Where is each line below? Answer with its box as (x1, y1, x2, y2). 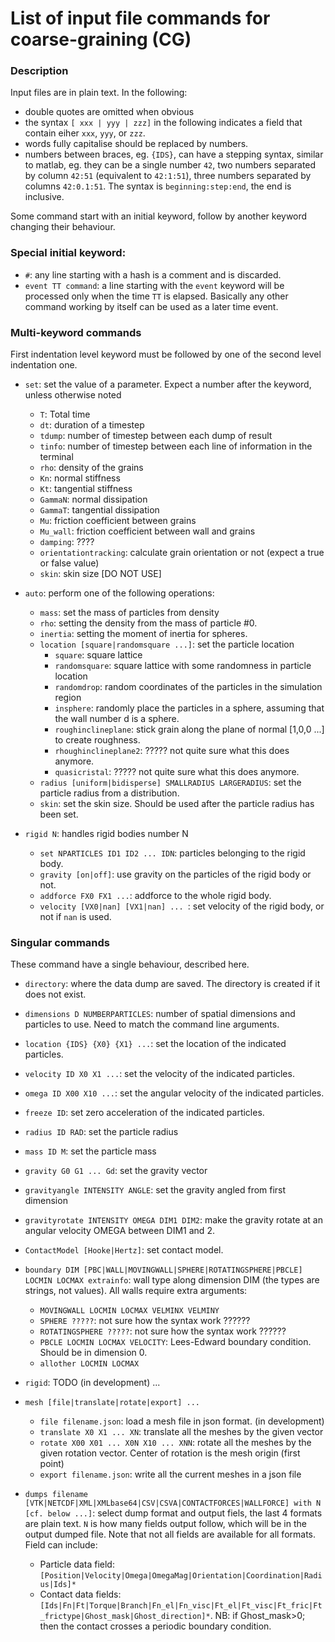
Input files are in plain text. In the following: (10, 87, 188, 99)
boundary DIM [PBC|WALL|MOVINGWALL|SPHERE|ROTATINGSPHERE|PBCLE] (24, 1265, 303, 1276)
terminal (39, 451, 74, 463)
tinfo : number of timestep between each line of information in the (39, 440, 313, 452)
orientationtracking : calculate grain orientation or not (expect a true (39, 547, 325, 559)
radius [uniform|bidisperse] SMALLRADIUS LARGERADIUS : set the (39, 777, 302, 789)
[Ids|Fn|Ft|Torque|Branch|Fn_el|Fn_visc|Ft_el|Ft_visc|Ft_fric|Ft (39, 1601, 323, 1611)
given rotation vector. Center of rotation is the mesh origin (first (39, 1447, 301, 1459)
